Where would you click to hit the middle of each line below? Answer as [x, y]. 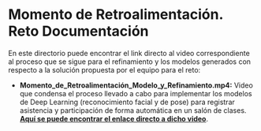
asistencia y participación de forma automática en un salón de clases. [133, 110]
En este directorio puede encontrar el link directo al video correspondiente [129, 53]
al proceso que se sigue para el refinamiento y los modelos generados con [129, 62]
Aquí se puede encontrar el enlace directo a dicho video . [114, 118]
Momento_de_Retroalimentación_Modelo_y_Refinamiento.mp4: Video [136, 85]
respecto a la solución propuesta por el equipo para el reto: [104, 69]
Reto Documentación [78, 31]
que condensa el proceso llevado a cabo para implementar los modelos [136, 93]
